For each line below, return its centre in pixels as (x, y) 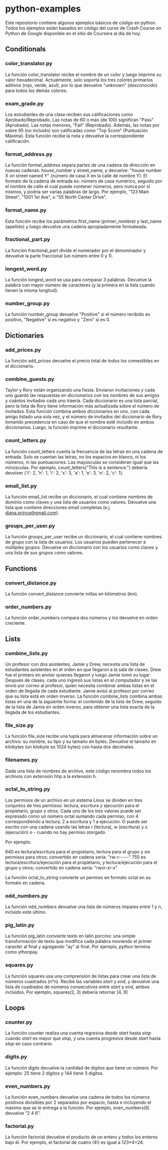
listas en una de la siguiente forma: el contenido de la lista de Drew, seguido (83, 701)
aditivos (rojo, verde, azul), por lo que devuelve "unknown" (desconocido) (81, 85)
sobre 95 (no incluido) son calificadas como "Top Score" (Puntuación (77, 130)
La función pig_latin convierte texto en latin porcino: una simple (70, 936)
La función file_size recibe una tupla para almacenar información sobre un (81, 736)
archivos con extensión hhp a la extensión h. (51, 776)
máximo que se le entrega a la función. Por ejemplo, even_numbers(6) (77, 1108)
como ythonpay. (22, 952)
